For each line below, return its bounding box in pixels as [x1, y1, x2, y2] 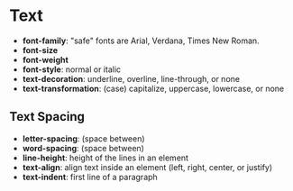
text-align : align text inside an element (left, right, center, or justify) [22, 161, 273, 172]
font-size [22, 44, 59, 55]
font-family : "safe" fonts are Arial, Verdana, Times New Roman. [22, 35, 260, 46]
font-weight [22, 54, 69, 65]
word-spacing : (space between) [22, 142, 144, 153]
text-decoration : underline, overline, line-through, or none [22, 73, 241, 84]
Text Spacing [9, 109, 86, 124]
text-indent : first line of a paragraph [22, 171, 158, 182]
